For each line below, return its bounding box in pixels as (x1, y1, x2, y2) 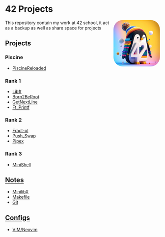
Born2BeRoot (12, 93, 40, 99)
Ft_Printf (12, 104, 29, 110)
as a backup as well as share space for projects (5, 25, 102, 30)
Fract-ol (12, 128, 28, 134)
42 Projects (5, 3, 53, 15)
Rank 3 (5, 150, 22, 157)
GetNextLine (12, 99, 38, 105)
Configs (5, 213, 30, 222)
